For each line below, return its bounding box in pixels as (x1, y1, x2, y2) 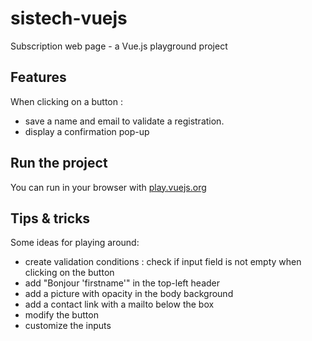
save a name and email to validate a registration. (24, 115, 225, 127)
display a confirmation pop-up (24, 125, 150, 137)
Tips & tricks (10, 210, 91, 227)
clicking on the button (24, 267, 115, 279)
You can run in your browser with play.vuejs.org (10, 181, 207, 193)
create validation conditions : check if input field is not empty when (24, 256, 302, 268)
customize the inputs (24, 320, 112, 332)
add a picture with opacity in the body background (24, 288, 234, 300)
